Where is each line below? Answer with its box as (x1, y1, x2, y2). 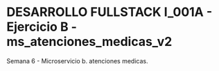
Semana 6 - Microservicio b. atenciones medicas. (6, 56, 148, 65)
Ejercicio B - (6, 19, 78, 35)
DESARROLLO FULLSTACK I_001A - (6, 4, 213, 20)
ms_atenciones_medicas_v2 (6, 34, 173, 49)
